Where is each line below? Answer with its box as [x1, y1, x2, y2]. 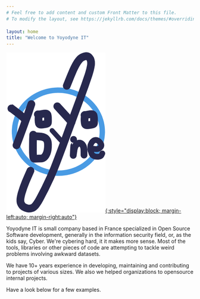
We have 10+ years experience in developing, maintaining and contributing [6, 262, 189, 269]
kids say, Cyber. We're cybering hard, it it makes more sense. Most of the [6, 238, 186, 245]
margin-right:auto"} [29, 214, 77, 221]
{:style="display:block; [105, 207, 161, 214]
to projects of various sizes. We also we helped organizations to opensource [6, 269, 193, 276]
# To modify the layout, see [6, 16, 79, 22]
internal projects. [6, 275, 48, 282]
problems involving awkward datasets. [6, 251, 101, 258]
